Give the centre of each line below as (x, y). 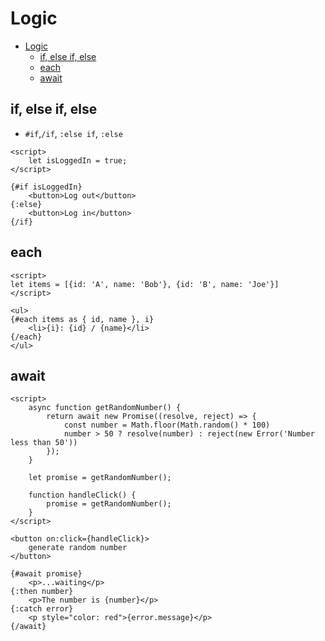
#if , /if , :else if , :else (73, 133)
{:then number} (42, 592)
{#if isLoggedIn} (46, 187)
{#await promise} (46, 574)
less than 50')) (44, 443)
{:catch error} (42, 609)
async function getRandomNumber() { (105, 408)
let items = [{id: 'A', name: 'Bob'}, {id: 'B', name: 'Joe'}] (145, 284)
